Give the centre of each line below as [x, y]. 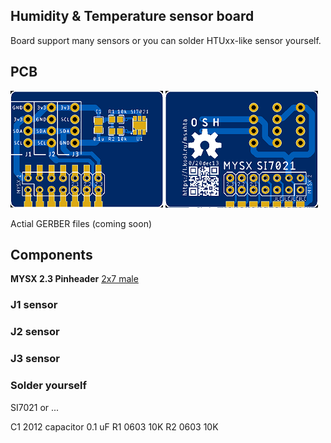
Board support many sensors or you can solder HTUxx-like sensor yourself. [166, 40]
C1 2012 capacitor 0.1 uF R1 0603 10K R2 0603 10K [114, 426]
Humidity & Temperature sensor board [132, 16]
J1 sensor [34, 305]
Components [51, 255]
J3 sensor [35, 359]
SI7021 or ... [35, 407]
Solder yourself [49, 386]
